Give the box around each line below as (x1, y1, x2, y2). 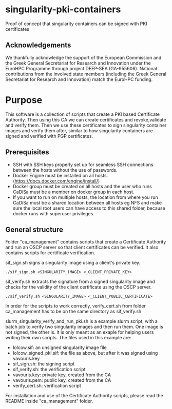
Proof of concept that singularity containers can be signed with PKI (5, 21, 147, 27)
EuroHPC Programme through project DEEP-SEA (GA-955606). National (5, 65, 158, 71)
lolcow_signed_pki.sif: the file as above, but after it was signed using (12, 350, 158, 356)
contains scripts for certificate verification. (5, 250, 95, 256)
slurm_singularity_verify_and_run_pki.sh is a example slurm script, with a (5, 318, 158, 324)
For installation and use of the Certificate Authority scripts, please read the (5, 393, 163, 399)
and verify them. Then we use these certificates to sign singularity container (5, 122, 167, 128)
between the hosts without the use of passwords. (12, 167, 118, 173)
